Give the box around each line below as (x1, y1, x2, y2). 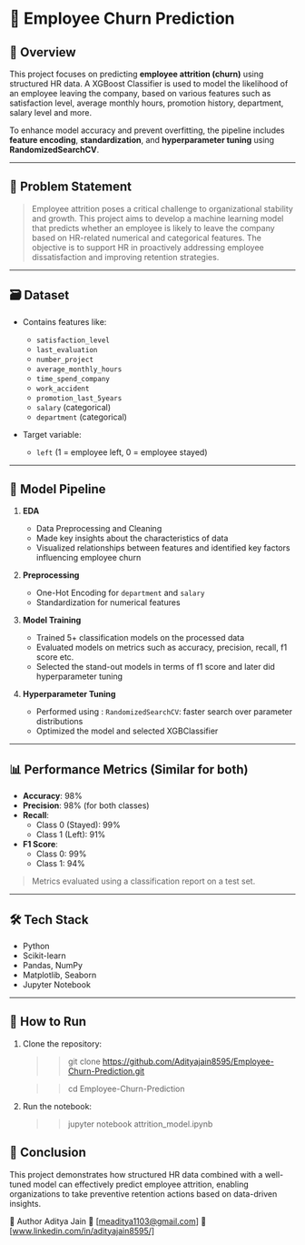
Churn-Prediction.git (67, 1065, 145, 1077)
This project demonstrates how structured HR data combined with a (9, 1169, 263, 1179)
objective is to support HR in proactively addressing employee (31, 241, 265, 253)
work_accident (35, 384, 90, 393)
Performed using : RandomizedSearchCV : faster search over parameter (35, 706, 293, 717)
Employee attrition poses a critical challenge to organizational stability (31, 203, 293, 214)
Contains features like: (22, 316, 107, 327)
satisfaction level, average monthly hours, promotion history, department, (9, 97, 284, 108)
